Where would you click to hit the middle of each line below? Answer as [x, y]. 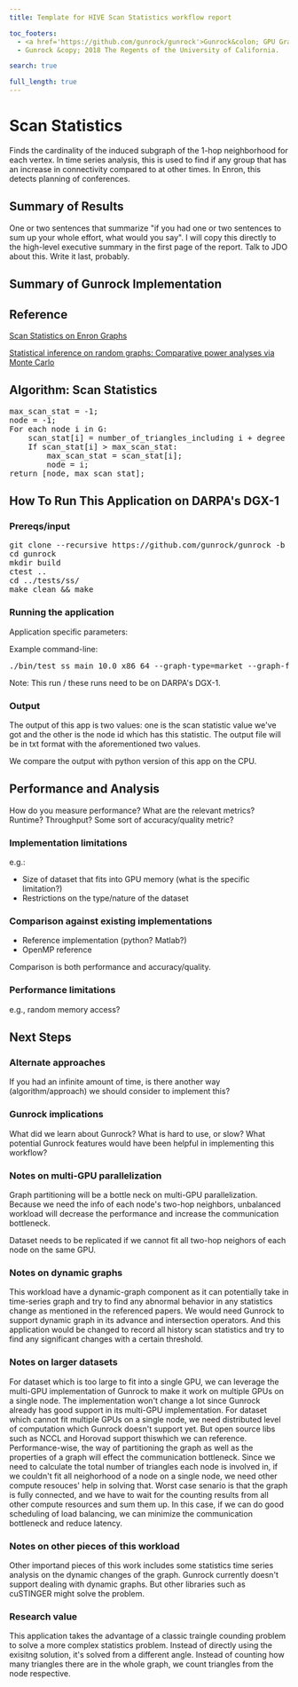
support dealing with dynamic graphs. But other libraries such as [127, 1584]
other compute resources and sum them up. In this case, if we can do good [146, 1504]
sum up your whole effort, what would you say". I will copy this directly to [143, 237]
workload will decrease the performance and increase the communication [144, 1214]
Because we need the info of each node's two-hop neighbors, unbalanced [145, 1204]
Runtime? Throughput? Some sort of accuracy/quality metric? [122, 820]
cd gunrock [33, 554]
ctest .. [28, 572]
